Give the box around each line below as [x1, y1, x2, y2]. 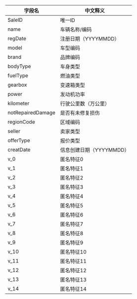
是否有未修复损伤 [60, 110, 100, 116]
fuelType [7, 72, 29, 79]
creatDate [7, 146, 31, 153]
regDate [7, 35, 26, 42]
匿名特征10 [60, 249, 87, 255]
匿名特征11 [60, 258, 87, 264]
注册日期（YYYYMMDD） [60, 36, 120, 42]
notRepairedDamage [7, 109, 56, 116]
